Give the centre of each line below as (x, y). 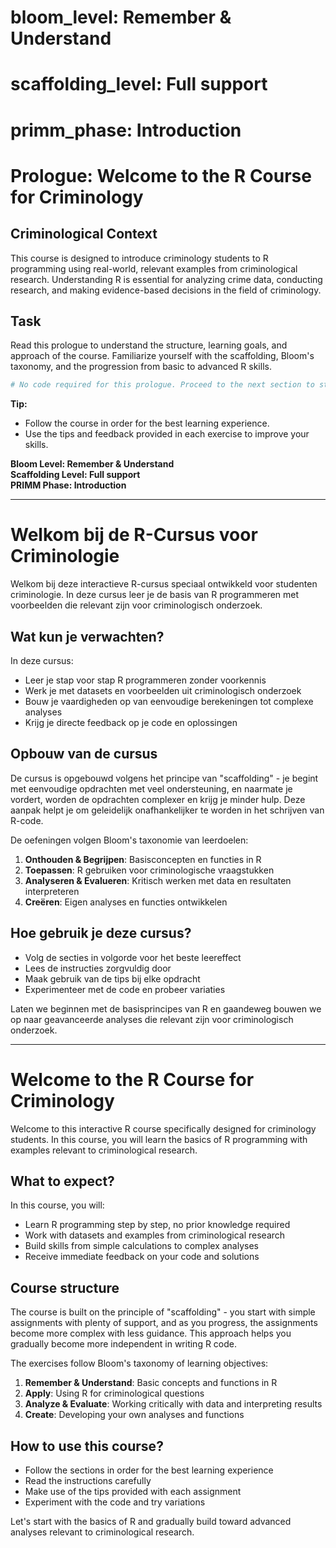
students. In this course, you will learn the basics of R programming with (159, 1139)
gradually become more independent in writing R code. (124, 1344)
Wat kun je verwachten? (87, 636)
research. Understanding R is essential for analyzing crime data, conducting (166, 279)
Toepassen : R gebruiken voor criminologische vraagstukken (149, 870)
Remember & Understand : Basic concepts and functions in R (151, 1383)
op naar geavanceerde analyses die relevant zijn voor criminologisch (152, 1019)
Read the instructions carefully (88, 1480)
